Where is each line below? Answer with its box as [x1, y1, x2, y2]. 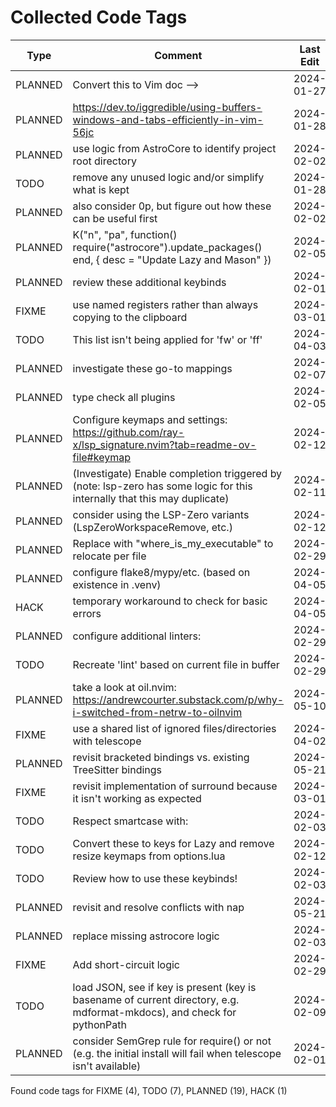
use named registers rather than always [72, 297, 259, 311]
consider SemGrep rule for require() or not [72, 1034, 272, 1048]
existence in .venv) [72, 577, 162, 591]
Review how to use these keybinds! [72, 871, 238, 885]
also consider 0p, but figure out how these [72, 199, 272, 213]
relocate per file [72, 549, 147, 563]
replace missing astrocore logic [72, 929, 220, 943]
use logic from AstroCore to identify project [72, 141, 277, 155]
